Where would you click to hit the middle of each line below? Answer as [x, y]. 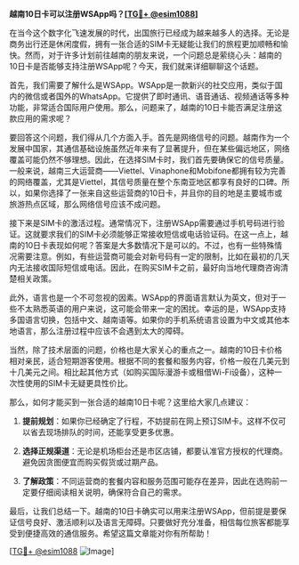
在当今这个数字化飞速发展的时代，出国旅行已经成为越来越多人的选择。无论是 [149, 33]
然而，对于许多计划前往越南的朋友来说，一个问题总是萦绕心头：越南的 [153, 55]
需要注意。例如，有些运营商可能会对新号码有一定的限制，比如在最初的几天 [153, 256]
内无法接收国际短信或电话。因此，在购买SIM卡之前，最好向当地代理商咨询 [145, 267]
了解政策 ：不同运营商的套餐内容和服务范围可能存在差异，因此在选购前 [151, 481]
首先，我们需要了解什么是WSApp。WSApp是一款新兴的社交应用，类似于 [142, 85]
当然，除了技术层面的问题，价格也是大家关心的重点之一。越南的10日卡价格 [146, 350]
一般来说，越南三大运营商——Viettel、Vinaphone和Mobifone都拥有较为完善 [148, 171]
